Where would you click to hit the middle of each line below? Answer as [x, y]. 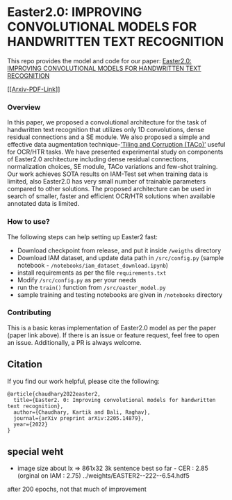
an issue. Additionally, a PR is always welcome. [74, 342]
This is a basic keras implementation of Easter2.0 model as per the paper [112, 328]
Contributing [29, 312]
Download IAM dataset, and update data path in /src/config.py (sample [121, 257]
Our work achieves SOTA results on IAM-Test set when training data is [108, 174]
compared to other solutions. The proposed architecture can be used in [109, 189]
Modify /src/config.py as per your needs [77, 280]
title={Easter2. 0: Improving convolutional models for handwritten [115, 400]
